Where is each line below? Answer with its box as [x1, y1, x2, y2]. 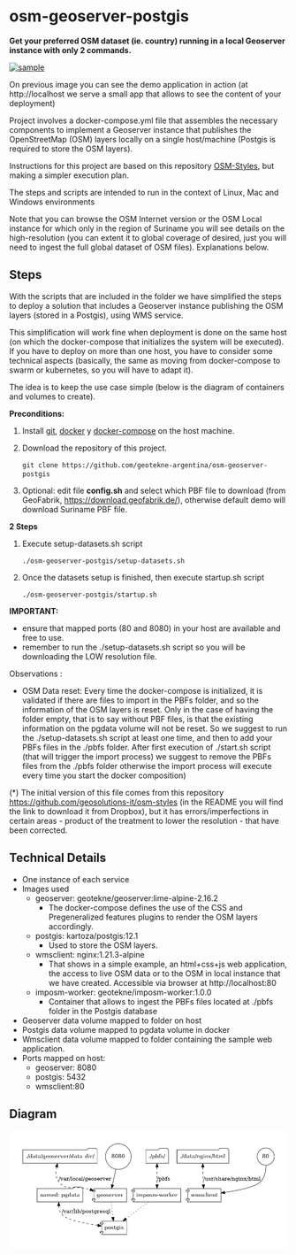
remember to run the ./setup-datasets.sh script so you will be [21, 642, 246, 652]
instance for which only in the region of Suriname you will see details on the [9, 223, 285, 234]
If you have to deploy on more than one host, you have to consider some [9, 345, 274, 356]
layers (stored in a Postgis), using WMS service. [9, 310, 184, 320]
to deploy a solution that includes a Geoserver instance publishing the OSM [9, 300, 284, 311]
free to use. [21, 632, 65, 643]
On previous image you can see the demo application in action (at [9, 79, 249, 89]
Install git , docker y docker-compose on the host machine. [21, 425, 235, 435]
